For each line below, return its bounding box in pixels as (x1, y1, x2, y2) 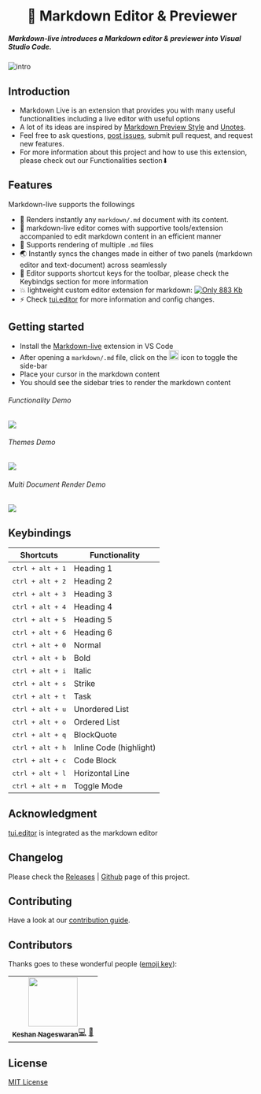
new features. (19, 139, 64, 148)
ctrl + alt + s (12, 679, 67, 688)
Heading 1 (73, 563, 112, 574)
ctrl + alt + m (12, 781, 67, 790)
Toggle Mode (73, 781, 123, 792)
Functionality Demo (8, 395, 72, 405)
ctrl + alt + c (12, 756, 67, 765)
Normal (73, 640, 101, 651)
